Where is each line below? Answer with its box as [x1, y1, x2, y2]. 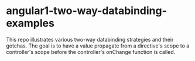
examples [6, 16, 54, 30]
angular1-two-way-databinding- [6, 4, 167, 18]
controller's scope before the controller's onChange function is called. [6, 48, 176, 55]
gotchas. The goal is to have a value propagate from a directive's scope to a [6, 42, 190, 49]
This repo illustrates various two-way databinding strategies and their [6, 36, 174, 43]
